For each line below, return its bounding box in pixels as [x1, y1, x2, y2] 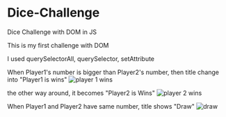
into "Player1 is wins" [7, 75, 67, 84]
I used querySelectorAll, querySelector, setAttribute [7, 54, 155, 63]
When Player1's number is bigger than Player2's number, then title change [7, 68, 220, 76]
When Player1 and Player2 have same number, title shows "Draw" [7, 102, 195, 110]
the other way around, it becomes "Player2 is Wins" [7, 89, 155, 97]
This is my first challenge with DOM [7, 41, 109, 49]
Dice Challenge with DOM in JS [7, 28, 97, 36]
